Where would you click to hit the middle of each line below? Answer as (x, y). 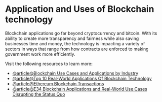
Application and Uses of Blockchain (80, 9)
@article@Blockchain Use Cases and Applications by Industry (75, 73)
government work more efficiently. (40, 54)
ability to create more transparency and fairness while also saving (72, 38)
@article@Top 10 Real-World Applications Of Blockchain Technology (82, 78)
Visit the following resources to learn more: (49, 64)
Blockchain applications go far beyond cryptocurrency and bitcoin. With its (81, 33)
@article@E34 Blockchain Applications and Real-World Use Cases (80, 89)
